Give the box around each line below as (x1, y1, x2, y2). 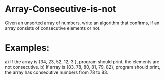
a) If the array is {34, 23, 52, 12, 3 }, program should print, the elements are (5, 58, 160, 65)
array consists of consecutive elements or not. (5, 25, 101, 31)
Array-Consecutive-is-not (5, 3, 116, 15)
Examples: (5, 42, 50, 54)
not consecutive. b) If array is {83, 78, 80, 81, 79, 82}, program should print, (5, 64, 161, 70)
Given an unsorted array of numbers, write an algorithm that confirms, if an (5, 20, 160, 26)
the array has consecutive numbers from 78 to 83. (5, 69, 108, 75)
